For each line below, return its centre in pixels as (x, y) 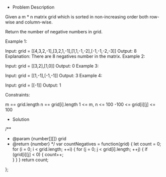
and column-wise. (34, 22)
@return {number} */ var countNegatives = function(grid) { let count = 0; (87, 144)
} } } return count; (30, 160)
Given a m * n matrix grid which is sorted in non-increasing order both (77, 17)
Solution (21, 119)
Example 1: (16, 41)
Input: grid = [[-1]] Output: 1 (33, 85)
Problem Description (33, 7)
